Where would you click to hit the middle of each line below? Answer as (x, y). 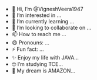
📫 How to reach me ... (39, 34)
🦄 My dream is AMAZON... (43, 71)
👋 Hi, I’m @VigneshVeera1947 (47, 9)
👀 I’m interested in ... (36, 15)
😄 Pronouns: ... (31, 43)
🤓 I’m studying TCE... (37, 64)
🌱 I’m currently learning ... (43, 21)
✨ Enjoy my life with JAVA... (45, 58)
